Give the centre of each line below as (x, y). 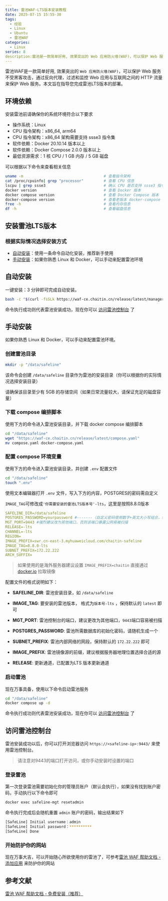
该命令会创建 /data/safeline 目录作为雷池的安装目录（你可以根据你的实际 (81, 375)
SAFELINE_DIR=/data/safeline (35, 513)
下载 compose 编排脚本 (33, 412)
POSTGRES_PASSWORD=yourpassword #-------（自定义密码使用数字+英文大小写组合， (83, 518)
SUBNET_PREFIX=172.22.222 (32, 550)
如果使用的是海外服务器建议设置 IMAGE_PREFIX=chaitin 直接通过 (83, 565)
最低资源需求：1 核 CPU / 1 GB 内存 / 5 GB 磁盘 (60, 156)
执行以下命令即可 (40, 793)
